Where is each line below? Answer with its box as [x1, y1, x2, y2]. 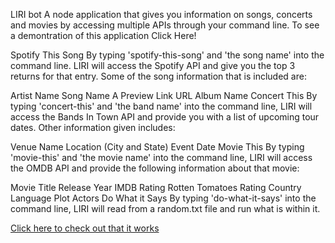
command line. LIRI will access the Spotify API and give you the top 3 [10, 60, 296, 71]
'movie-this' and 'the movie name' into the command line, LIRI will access [10, 152, 313, 163]
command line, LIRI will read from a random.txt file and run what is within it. [10, 203, 321, 214]
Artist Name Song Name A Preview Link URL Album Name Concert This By [10, 90, 318, 101]
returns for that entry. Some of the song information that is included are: [10, 70, 307, 82]
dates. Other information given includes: [10, 122, 176, 133]
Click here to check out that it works [10, 222, 160, 234]
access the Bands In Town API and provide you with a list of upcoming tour [10, 111, 320, 123]
